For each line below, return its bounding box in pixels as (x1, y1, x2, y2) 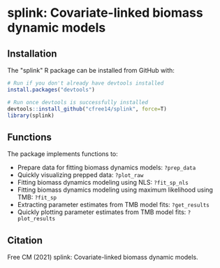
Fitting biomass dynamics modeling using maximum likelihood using (17, 185, 213, 194)
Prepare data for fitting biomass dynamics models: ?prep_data (17, 163, 196, 172)
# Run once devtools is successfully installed (7, 99, 149, 106)
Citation (7, 234, 43, 246)
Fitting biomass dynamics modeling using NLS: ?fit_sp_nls (17, 178, 189, 187)
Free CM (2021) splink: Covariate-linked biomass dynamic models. (7, 253, 198, 261)
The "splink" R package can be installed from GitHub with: (7, 66, 175, 74)
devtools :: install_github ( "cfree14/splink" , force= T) (7, 105, 168, 113)
